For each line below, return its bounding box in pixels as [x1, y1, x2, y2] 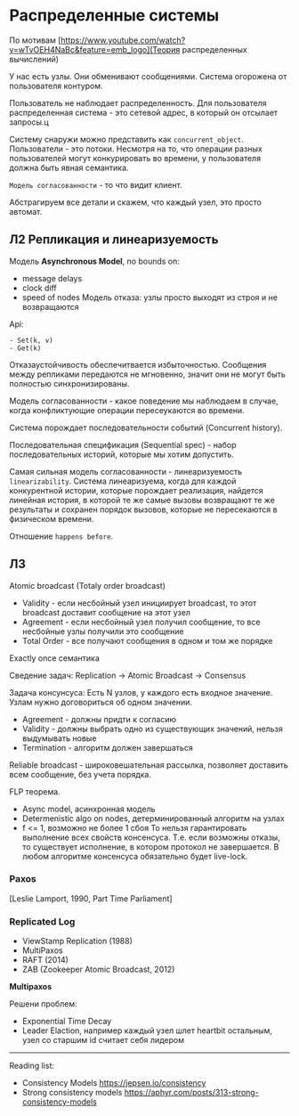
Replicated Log [9, 915, 76, 927]
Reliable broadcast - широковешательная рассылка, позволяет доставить [9, 759, 289, 770]
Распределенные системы [9, 5, 220, 26]
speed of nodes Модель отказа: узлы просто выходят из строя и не [21, 291, 279, 303]
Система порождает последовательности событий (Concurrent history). [9, 422, 283, 433]
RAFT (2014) [21, 955, 69, 965]
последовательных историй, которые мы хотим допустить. [9, 449, 234, 460]
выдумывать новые [21, 732, 97, 744]
